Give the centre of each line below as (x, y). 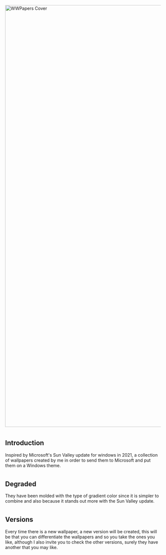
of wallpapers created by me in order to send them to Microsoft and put (78, 460)
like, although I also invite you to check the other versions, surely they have (82, 542)
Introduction (25, 443)
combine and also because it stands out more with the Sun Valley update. (80, 501)
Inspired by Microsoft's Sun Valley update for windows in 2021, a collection (82, 455)
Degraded (21, 484)
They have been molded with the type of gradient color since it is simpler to (82, 496)
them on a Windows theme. (33, 465)
